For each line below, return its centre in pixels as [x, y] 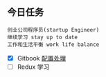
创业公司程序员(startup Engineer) [53, 30]
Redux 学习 [33, 67]
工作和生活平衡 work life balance [53, 44]
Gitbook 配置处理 [42, 58]
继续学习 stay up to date [43, 37]
